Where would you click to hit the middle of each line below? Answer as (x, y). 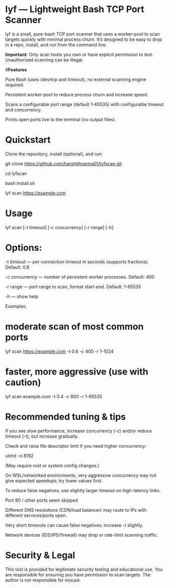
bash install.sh (20, 183)
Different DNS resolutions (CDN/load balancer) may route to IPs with (76, 510)
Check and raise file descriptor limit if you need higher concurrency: (76, 446)
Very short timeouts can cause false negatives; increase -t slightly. (74, 525)
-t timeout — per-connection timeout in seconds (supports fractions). (77, 261)
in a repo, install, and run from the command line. (56, 44)
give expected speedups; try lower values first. (54, 480)
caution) (23, 382)
